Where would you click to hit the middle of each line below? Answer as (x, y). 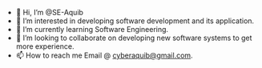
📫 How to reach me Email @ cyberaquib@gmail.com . (105, 55)
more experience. (45, 46)
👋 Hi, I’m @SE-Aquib (50, 12)
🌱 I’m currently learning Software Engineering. (92, 29)
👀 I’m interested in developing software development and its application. (135, 21)
